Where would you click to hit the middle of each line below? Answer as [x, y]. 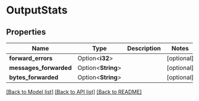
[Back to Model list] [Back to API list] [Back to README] [74, 92]
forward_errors [31, 58]
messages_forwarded [41, 68]
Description [144, 48]
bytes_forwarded [34, 77]
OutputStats [37, 10]
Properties [26, 32]
